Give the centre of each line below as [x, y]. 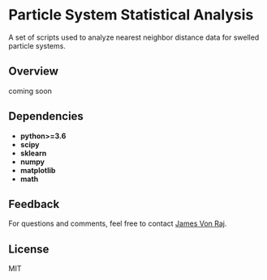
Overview [34, 72]
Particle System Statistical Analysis [131, 15]
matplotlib [38, 170]
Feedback [34, 204]
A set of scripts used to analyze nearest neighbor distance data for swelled [134, 37]
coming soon [30, 91]
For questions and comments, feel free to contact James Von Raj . [118, 223]
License [29, 249]
